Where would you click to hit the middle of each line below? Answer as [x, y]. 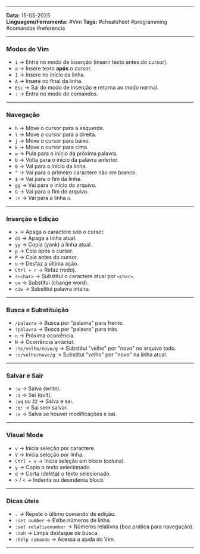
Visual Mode [25, 435]
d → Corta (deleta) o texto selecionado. [63, 473]
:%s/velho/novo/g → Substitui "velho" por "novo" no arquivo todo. [96, 348]
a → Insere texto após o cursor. [53, 69]
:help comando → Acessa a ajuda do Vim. [65, 539]
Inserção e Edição [32, 218]
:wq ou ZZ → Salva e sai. [44, 401]
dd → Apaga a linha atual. [46, 238]
